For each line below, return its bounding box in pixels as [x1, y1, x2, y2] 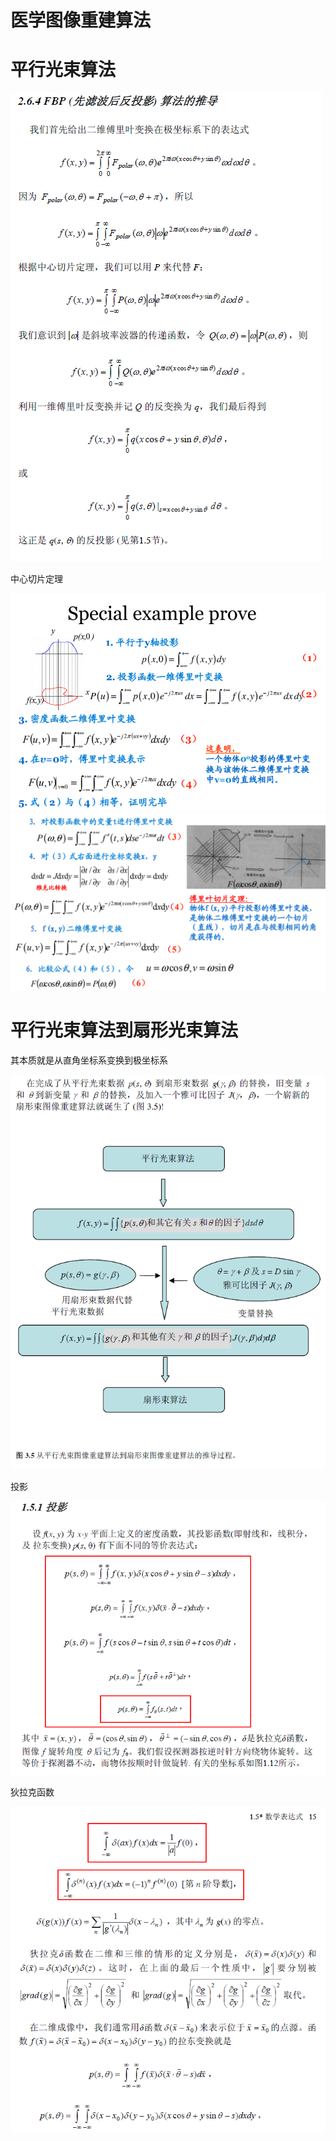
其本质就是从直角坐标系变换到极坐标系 [10, 1054, 168, 1066]
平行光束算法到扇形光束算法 [10, 1019, 239, 1042]
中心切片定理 [10, 573, 63, 585]
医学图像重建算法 [10, 9, 152, 32]
